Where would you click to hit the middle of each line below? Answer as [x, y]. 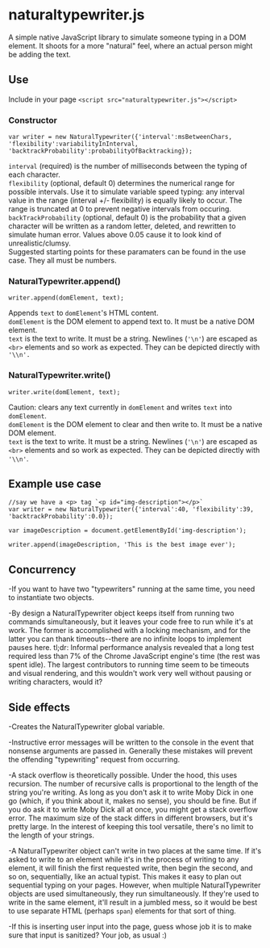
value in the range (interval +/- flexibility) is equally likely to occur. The [125, 200]
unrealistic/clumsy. [39, 243]
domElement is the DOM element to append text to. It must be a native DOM [132, 321]
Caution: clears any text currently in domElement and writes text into [120, 407]
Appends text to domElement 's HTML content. [83, 313]
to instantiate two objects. [51, 598]
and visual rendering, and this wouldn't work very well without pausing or [130, 673]
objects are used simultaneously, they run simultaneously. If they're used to [134, 894]
